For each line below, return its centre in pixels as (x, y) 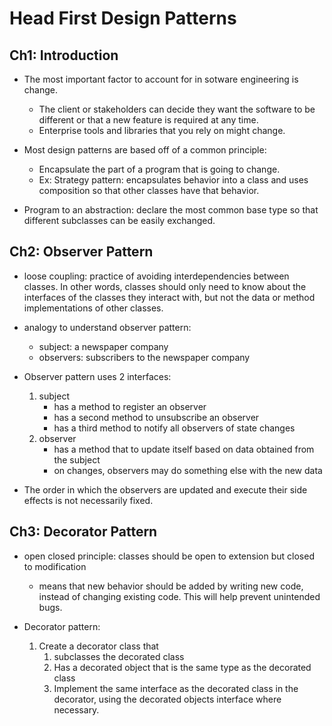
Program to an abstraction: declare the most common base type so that (171, 210)
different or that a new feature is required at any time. (148, 120)
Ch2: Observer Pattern (81, 252)
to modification (55, 566)
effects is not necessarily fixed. (88, 500)
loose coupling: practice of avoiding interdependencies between (156, 276)
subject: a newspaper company (103, 346)
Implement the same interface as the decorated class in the (176, 688)
